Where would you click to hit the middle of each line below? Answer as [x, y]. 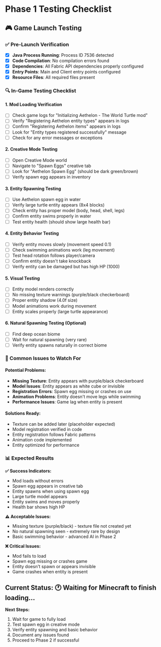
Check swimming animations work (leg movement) [64, 250]
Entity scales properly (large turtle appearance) [60, 311]
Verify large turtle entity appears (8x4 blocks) [58, 205]
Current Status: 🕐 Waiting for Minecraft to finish [81, 588]
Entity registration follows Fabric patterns [54, 434]
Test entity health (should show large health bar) [61, 222]
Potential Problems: [26, 370]
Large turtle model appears [40, 496]
